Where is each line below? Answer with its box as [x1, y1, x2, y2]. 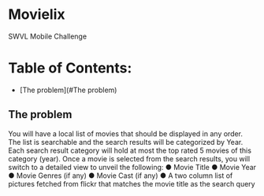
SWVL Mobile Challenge [8, 31, 87, 41]
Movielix [8, 6, 65, 24]
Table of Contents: [8, 59, 132, 77]
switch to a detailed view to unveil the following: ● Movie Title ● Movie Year [8, 162, 257, 172]
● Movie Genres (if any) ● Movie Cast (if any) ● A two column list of [8, 171, 233, 180]
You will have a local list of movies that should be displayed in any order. [8, 128, 243, 139]
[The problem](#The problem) [19, 85, 117, 94]
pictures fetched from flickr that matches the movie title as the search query [8, 179, 255, 188]
